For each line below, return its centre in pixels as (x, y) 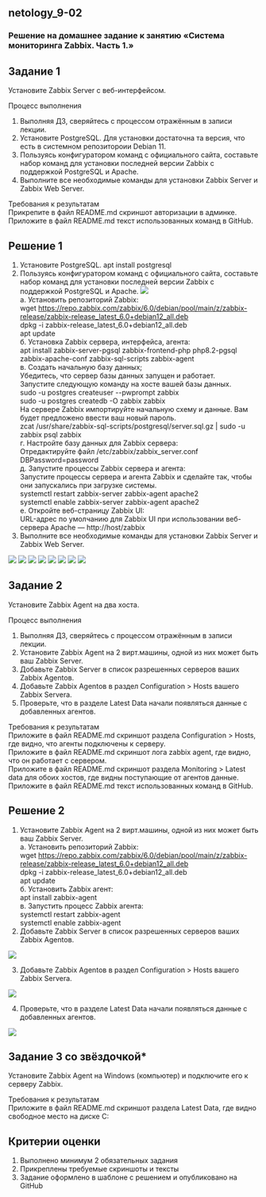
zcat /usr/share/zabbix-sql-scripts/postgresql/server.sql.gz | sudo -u (133, 426)
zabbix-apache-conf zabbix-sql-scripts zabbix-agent (107, 358)
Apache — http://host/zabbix (98, 527)
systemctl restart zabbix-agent (70, 914)
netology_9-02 (45, 13)
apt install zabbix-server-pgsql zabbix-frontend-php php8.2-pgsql (128, 350)
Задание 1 (35, 71)
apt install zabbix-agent (58, 897)
